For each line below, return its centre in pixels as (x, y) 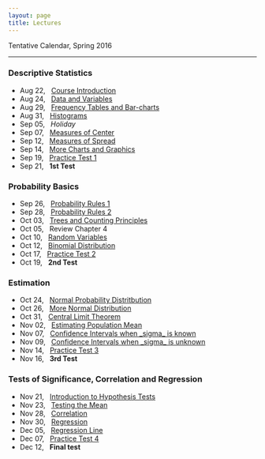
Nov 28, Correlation (54, 413)
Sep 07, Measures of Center (67, 132)
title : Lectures (35, 23)
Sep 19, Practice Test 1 (58, 157)
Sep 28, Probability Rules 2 (65, 212)
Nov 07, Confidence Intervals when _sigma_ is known (108, 333)
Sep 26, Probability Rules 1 (65, 204)
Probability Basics (44, 186)
